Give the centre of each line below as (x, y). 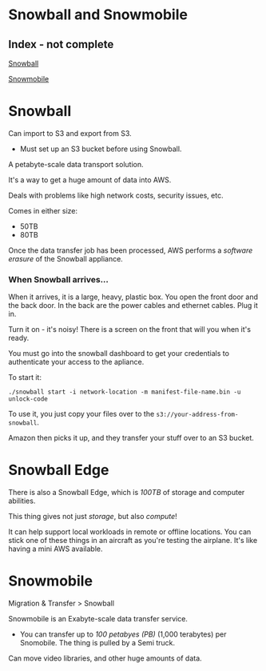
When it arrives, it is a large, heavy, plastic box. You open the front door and (133, 297)
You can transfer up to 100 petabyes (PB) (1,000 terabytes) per (123, 634)
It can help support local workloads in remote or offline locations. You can (130, 532)
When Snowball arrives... (59, 279)
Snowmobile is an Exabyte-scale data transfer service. (98, 619)
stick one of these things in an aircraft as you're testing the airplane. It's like (133, 541)
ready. (19, 338)
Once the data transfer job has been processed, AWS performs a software (131, 250)
